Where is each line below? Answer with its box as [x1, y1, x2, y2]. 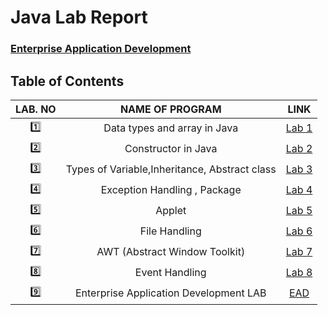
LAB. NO [15, 102, 57, 116]
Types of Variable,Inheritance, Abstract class [65, 162, 277, 176]
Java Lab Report [10, 6, 148, 29]
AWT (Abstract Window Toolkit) [96, 245, 246, 259]
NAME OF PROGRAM [119, 102, 222, 116]
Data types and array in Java [103, 121, 239, 135]
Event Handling [134, 266, 207, 280]
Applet [155, 204, 187, 218]
